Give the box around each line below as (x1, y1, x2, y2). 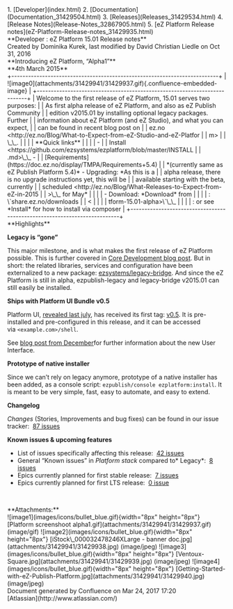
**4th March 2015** (7, 65, 68, 72)
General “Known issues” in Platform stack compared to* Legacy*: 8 (17, 457, 214, 464)
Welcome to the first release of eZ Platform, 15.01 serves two (35, 94, 210, 102)
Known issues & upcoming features (7, 436, 113, 444)
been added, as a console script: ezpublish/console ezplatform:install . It (7, 380, 223, 389)
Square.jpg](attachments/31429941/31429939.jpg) (7, 558, 153, 565)
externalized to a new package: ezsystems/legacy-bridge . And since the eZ (7, 269, 224, 277)
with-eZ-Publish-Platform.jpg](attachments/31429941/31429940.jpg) (7, 572, 205, 580)
